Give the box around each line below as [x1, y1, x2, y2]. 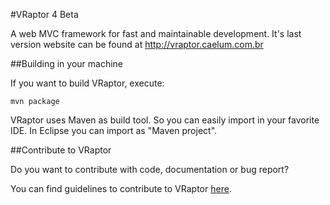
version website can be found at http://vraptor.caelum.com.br [10, 39, 264, 50]
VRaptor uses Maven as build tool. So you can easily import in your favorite [10, 114, 320, 126]
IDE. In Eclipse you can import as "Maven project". [10, 125, 218, 136]
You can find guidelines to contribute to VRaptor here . [10, 183, 232, 194]
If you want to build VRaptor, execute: [10, 77, 165, 89]
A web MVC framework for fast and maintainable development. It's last [10, 28, 302, 39]
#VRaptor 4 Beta [10, 9, 79, 20]
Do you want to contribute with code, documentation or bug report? [10, 164, 290, 175]
